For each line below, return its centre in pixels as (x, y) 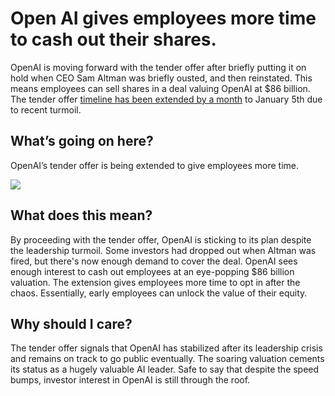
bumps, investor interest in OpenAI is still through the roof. (130, 380)
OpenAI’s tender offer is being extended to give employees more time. (154, 165)
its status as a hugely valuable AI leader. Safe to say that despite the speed (165, 369)
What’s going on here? (82, 141)
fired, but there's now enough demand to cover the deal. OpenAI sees (154, 261)
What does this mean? (81, 215)
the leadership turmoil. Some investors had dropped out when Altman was (163, 250)
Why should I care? (71, 323)
